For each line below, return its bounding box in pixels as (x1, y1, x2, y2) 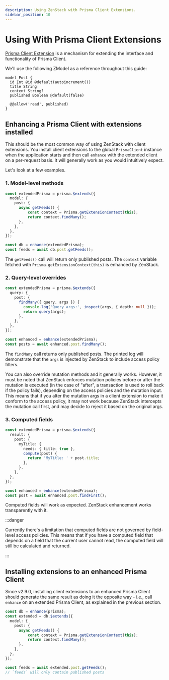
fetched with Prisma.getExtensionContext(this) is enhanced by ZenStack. (5, 262, 159, 268)
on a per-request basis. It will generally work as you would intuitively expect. (5, 157, 164, 163)
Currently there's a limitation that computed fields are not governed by (5, 527, 151, 533)
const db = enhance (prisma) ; (5, 609, 66, 614)
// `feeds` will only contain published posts (5, 669, 105, 675)
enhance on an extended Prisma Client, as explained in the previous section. (5, 599, 162, 605)
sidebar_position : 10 (5, 12, 51, 17)
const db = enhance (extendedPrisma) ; (5, 243, 84, 248)
